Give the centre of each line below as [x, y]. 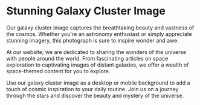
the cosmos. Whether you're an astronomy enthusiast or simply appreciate [99, 34]
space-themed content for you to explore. [58, 71]
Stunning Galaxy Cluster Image [86, 11]
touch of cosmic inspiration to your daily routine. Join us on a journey [92, 89]
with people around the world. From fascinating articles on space [87, 58]
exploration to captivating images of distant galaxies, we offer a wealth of [98, 65]
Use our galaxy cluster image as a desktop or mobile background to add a [98, 83]
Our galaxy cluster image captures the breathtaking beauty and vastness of [100, 28]
